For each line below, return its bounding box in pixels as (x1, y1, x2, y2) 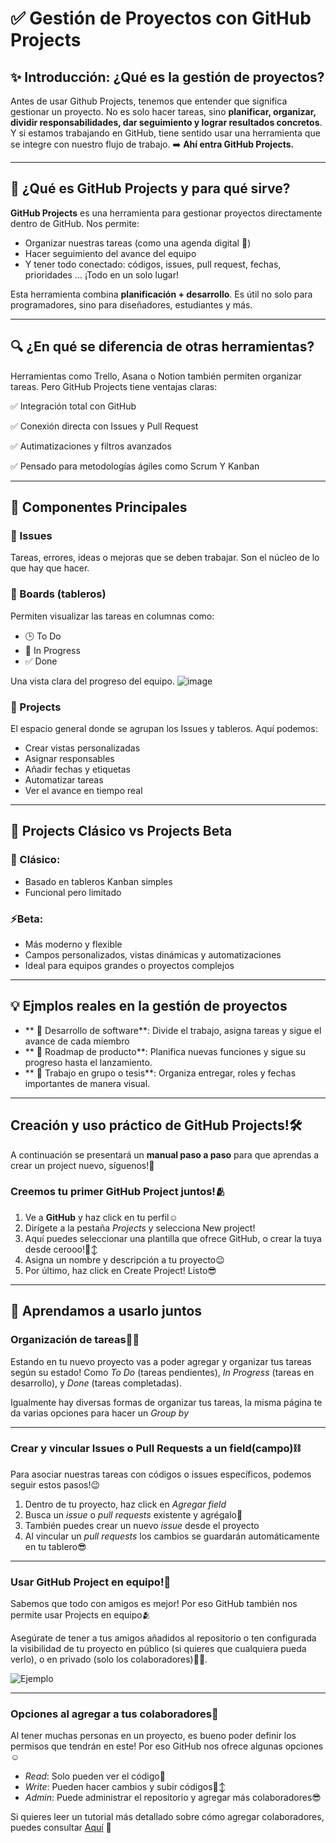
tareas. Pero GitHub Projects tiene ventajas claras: (10, 380, 218, 392)
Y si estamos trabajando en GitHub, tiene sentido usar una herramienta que (10, 127, 321, 139)
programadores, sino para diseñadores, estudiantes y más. (10, 298, 253, 311)
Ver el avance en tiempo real (24, 784, 143, 796)
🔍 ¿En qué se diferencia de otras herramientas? (10, 338, 315, 356)
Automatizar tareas (24, 773, 104, 786)
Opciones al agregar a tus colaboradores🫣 (10, 1707, 219, 1721)
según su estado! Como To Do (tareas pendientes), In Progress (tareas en (10, 1366, 315, 1378)
